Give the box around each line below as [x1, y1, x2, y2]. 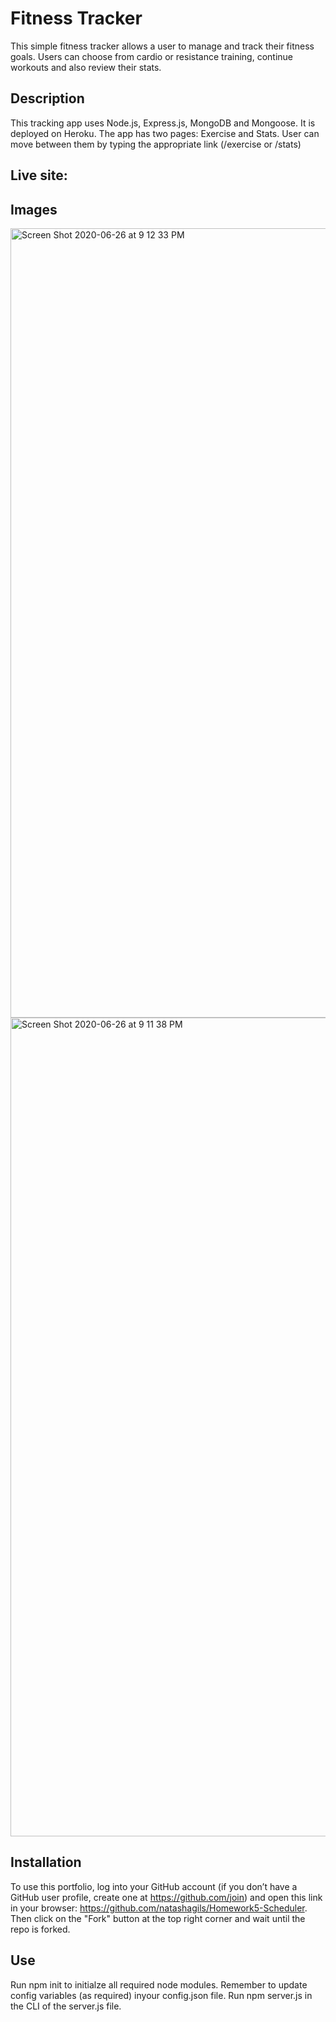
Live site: [10, 167, 68, 184]
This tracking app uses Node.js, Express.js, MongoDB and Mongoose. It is [10, 117, 316, 129]
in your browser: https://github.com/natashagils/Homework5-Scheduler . [10, 1902, 308, 1914]
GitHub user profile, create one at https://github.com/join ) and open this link [10, 1891, 323, 1903]
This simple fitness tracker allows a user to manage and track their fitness [10, 40, 315, 52]
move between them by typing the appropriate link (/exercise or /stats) [10, 138, 302, 150]
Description [10, 90, 85, 107]
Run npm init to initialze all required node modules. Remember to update [10, 1978, 308, 1991]
